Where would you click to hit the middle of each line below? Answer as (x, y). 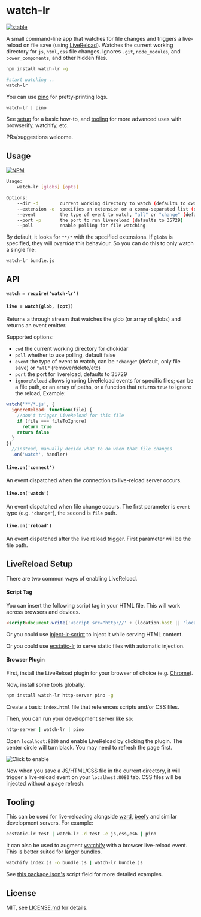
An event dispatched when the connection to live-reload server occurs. (94, 480)
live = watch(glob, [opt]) (40, 306)
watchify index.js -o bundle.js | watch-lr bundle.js (75, 863)
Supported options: (30, 337)
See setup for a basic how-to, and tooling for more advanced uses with (94, 119)
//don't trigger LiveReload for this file (71, 416)
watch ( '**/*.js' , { (31, 405)
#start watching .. (31, 79)
